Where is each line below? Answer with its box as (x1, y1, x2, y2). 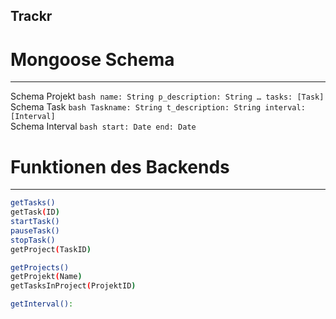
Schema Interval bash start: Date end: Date (10, 120, 197, 133)
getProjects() (10, 262, 70, 273)
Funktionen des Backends (10, 155, 230, 178)
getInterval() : (10, 299, 74, 309)
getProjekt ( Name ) (10, 272, 83, 282)
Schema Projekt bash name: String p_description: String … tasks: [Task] (10, 90, 325, 103)
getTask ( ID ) (10, 207, 60, 218)
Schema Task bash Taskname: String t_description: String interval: (10, 101, 306, 113)
